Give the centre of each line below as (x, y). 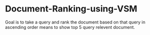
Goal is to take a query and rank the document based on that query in (75, 22)
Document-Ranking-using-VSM (71, 9)
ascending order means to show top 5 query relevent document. (70, 27)
